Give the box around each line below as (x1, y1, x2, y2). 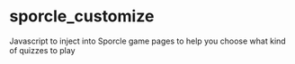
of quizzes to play (9, 44, 76, 55)
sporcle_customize (9, 6, 155, 27)
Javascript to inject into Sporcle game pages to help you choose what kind (9, 36, 286, 46)
